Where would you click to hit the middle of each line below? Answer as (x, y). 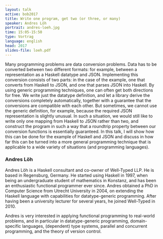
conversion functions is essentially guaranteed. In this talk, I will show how (80, 131)
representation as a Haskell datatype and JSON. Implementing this (72, 74)
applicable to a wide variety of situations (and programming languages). (77, 147)
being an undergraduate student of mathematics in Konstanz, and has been (81, 180)
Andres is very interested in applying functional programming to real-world (80, 216)
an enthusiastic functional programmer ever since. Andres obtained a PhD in (81, 185)
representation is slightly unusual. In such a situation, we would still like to (79, 116)
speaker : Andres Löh (26, 23)
